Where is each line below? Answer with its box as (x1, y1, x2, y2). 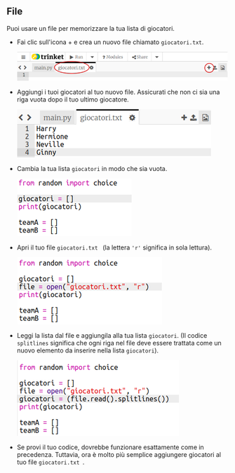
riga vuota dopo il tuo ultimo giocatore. (16, 95, 129, 104)
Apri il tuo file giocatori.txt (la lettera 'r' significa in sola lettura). (16, 243, 212, 252)
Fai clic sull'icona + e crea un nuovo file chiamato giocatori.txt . (16, 38, 204, 46)
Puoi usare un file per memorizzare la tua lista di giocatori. (6, 24, 175, 32)
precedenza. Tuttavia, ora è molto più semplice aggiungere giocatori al (16, 451, 222, 459)
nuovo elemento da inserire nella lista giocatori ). (16, 346, 159, 355)
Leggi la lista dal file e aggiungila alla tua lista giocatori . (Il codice (16, 331, 208, 340)
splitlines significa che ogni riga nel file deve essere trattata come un (16, 339, 222, 348)
